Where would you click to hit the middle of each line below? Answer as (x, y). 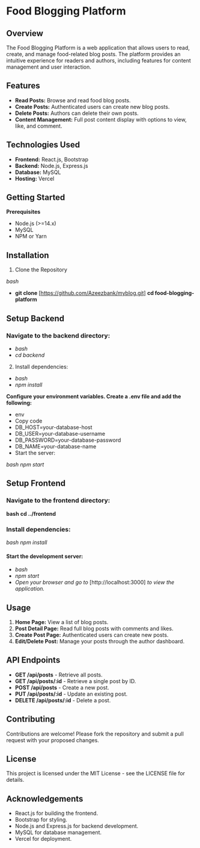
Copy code (29, 421)
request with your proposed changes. (53, 740)
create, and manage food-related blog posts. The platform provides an (94, 54)
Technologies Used (43, 145)
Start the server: (35, 453)
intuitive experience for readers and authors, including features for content (98, 60)
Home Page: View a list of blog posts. (62, 622)
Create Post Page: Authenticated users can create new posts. (92, 635)
